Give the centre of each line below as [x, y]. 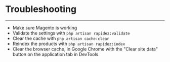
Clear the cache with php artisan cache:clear [61, 38]
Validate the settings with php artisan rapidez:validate [71, 33]
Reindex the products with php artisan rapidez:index [69, 43]
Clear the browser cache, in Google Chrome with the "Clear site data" [85, 49]
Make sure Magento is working [45, 27]
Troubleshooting [41, 9]
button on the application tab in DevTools [55, 54]
